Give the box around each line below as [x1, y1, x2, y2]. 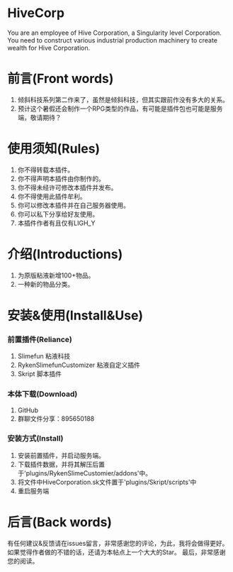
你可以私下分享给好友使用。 [17, 209, 99, 218]
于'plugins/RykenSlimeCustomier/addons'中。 [17, 468, 152, 477]
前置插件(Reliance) [7, 334, 72, 344]
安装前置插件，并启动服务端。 [17, 451, 105, 459]
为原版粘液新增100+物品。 [17, 271, 95, 280]
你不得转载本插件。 [17, 165, 74, 174]
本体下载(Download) [7, 389, 78, 399]
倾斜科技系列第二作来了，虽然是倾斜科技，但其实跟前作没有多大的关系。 [17, 95, 229, 104]
